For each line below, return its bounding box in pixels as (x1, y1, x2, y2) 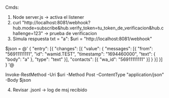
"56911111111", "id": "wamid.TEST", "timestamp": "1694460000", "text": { (5, 51, 156, 57)
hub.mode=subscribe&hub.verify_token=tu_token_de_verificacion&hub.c (12, 25, 164, 31)
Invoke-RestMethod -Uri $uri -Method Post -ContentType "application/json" (5, 72, 164, 78)
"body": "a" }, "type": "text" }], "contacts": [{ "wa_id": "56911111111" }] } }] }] (5, 56, 163, 62)
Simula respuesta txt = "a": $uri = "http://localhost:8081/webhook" (12, 36, 152, 42)
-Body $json (5, 77, 31, 83)
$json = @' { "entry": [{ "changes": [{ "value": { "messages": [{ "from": (5, 46, 153, 51)
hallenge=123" (12, 30, 43, 36)
